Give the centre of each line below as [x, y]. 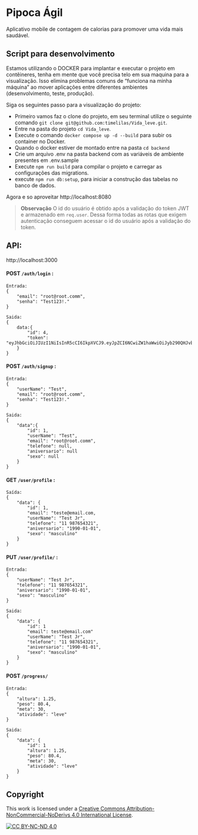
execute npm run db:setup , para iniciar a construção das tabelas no [96, 179]
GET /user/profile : [31, 480]
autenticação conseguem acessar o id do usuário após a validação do [105, 221]
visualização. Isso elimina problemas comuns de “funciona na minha [89, 80]
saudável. [18, 35]
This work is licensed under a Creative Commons [66, 809]
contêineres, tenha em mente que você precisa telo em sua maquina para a [98, 75]
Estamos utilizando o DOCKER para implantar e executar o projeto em [90, 68]
